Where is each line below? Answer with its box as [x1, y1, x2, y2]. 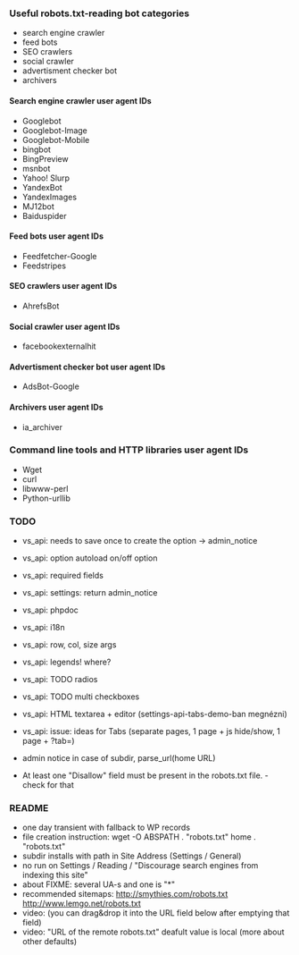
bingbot [21, 144, 52, 155]
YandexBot [21, 182, 62, 192]
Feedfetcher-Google [21, 250, 97, 261]
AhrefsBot [21, 300, 60, 311]
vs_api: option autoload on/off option [21, 553, 158, 563]
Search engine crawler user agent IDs [9, 95, 152, 106]
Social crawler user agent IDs [9, 321, 120, 332]
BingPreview [21, 153, 69, 164]
